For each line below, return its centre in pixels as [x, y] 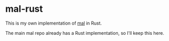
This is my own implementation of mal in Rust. [54, 23]
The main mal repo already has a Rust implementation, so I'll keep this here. [85, 33]
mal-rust [24, 9]
